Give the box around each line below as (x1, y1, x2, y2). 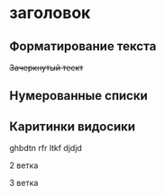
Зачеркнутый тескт (9, 62, 84, 73)
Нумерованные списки (9, 88, 149, 103)
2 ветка (9, 160, 39, 171)
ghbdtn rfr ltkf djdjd (9, 143, 83, 154)
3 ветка (9, 178, 39, 189)
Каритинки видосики (9, 119, 136, 134)
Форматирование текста (9, 39, 157, 54)
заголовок (9, 3, 91, 23)
